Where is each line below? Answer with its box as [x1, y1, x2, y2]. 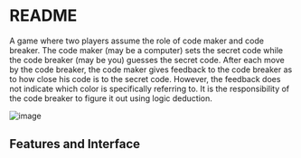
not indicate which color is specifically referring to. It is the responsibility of [9, 83, 290, 94]
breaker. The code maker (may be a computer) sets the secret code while [9, 44, 284, 55]
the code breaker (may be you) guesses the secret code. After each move [9, 54, 285, 65]
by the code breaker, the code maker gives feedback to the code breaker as [9, 64, 293, 75]
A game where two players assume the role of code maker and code [9, 35, 265, 46]
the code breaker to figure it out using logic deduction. [9, 92, 212, 104]
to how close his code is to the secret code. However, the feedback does [9, 73, 281, 84]
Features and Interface [9, 136, 141, 152]
